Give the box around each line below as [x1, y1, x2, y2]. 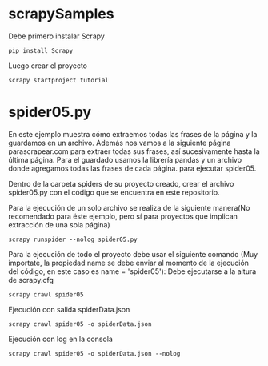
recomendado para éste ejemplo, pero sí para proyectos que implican [8, 211, 238, 221]
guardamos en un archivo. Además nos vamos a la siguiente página [8, 138, 231, 147]
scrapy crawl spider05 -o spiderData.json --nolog [8, 349, 181, 357]
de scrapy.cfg [8, 275, 54, 284]
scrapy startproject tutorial [8, 76, 110, 84]
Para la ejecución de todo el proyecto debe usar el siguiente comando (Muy [8, 249, 258, 259]
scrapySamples [8, 5, 114, 23]
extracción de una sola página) [8, 219, 110, 229]
